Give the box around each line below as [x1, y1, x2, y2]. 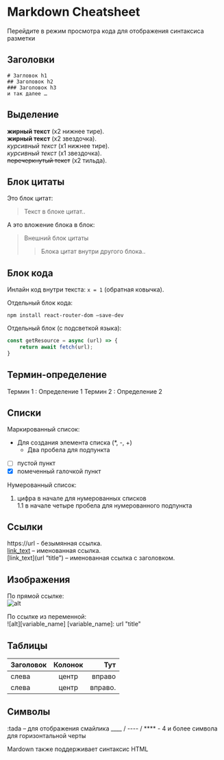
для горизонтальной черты [7, 731, 86, 739]
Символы [7, 706, 51, 717]
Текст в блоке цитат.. [23, 207, 86, 216]
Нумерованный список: [7, 481, 77, 489]
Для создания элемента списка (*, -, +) [16, 438, 132, 447]
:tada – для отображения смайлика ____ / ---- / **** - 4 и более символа [7, 724, 218, 733]
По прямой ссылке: [7, 592, 64, 600]
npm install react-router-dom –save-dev [7, 312, 125, 319]
